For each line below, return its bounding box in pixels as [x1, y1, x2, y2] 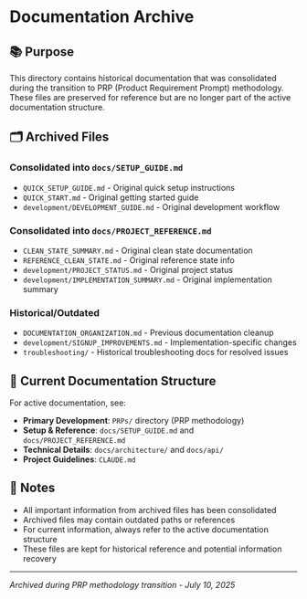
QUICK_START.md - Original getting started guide [22, 192, 199, 203]
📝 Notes [9, 480, 56, 496]
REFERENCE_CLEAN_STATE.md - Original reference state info [22, 254, 235, 266]
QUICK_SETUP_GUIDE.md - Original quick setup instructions [22, 182, 236, 193]
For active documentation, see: [9, 397, 126, 408]
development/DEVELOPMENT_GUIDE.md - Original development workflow [22, 201, 281, 212]
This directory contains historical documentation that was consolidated [9, 73, 277, 83]
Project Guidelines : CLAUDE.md [22, 454, 136, 465]
